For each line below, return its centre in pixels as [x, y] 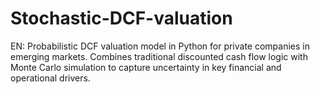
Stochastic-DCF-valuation [121, 18]
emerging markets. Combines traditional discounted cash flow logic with [159, 56]
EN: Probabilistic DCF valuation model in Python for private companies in [160, 46]
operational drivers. [50, 78]
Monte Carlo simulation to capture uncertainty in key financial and [146, 67]
